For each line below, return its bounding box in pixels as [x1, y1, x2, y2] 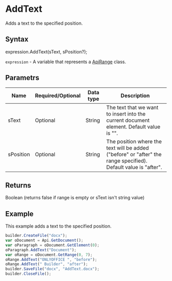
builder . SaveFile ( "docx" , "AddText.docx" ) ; [5, 267, 100, 272]
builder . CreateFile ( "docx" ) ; [5, 233, 68, 238]
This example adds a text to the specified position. [5, 223, 112, 229]
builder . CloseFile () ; [5, 271, 52, 276]
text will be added [106, 144, 149, 152]
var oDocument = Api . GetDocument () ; [5, 238, 83, 243]
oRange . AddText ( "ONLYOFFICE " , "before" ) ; [5, 257, 97, 262]
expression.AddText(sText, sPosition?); [5, 48, 88, 54]
